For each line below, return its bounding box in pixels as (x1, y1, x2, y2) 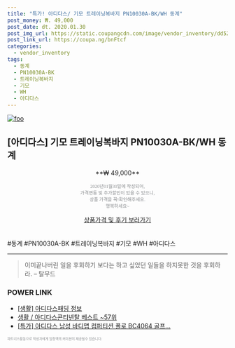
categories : (7, 43, 42, 50)
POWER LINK (7, 287, 52, 297)
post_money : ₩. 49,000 (7, 17, 73, 24)
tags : (7, 56, 23, 63)
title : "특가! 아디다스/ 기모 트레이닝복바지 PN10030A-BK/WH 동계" (7, 10, 183, 18)
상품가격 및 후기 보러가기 (83, 215, 152, 224)
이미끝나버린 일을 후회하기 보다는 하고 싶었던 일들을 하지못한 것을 (24, 260, 202, 269)
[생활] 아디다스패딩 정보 (17, 304, 83, 313)
